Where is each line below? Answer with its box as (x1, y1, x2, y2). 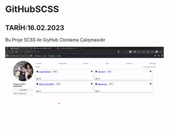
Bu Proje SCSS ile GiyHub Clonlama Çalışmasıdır (5, 37, 106, 43)
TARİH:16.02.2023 (5, 24, 64, 32)
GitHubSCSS (5, 4, 59, 15)
